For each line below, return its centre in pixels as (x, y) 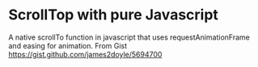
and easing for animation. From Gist (68, 45)
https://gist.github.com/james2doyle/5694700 (85, 54)
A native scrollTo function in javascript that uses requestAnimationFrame (129, 37)
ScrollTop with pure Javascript (113, 15)
